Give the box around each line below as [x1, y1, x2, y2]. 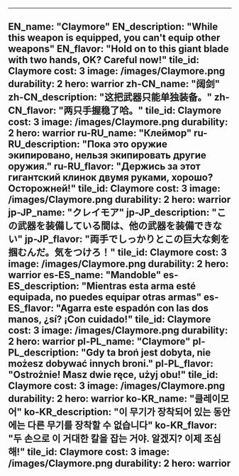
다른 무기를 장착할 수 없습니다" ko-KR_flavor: [27, 419, 218, 431]
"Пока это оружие [82, 138, 167, 150]
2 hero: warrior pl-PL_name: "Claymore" [8, 336, 191, 348]
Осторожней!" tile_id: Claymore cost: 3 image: [8, 182, 221, 195]
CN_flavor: [8, 104, 57, 117]
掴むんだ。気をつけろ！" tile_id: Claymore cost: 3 [8, 246, 228, 259]
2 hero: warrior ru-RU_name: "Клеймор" [8, 127, 192, 139]
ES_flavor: [8, 302, 55, 314]
